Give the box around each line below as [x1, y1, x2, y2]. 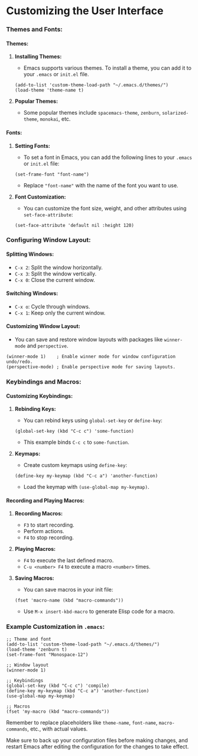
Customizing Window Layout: [6, 323, 81, 330]
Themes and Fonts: [6, 25, 63, 34]
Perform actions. [23, 528, 64, 535]
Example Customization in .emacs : [6, 622, 105, 631]
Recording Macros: [14, 510, 63, 517]
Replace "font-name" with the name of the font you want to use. [23, 181, 178, 189]
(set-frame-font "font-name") [14, 171, 90, 177]
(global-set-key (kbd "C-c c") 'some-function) [14, 429, 134, 434]
